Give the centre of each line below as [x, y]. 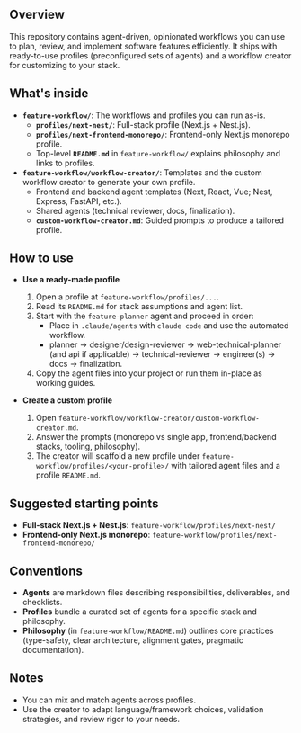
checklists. [42, 603]
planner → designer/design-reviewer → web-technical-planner [165, 344]
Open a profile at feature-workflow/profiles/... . [128, 297]
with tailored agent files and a [226, 466]
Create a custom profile [67, 400]
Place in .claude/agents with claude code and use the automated [169, 326]
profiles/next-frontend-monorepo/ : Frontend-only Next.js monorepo [163, 134]
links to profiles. [65, 163]
